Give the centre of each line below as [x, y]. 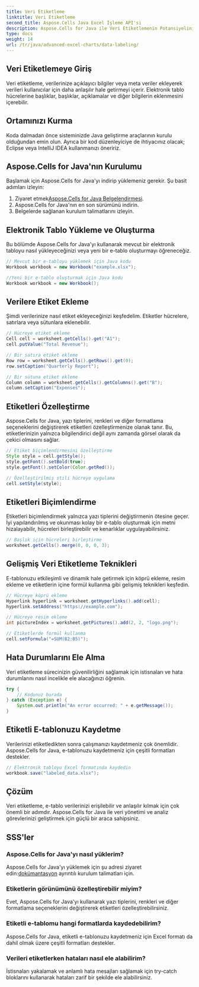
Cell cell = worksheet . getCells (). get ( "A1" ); [63, 339]
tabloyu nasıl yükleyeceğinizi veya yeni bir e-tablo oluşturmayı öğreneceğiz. [99, 251]
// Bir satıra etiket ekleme [42, 355]
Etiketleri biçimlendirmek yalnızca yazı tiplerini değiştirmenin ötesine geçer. [98, 516]
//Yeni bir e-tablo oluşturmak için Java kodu [65, 278]
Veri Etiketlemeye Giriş [49, 69]
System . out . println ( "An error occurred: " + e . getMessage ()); [95, 706]
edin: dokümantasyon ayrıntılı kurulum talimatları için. [70, 873]
